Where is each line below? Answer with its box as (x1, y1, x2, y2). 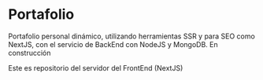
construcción (8, 48, 51, 57)
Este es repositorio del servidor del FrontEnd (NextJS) (8, 63, 183, 72)
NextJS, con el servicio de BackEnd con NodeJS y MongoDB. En (8, 39, 218, 49)
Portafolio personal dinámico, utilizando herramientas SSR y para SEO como (8, 31, 256, 41)
